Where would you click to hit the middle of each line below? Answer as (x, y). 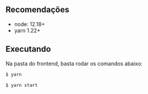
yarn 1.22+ (27, 30)
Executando (28, 49)
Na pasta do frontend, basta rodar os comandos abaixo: (74, 63)
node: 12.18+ (29, 24)
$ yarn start (22, 85)
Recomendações (37, 10)
